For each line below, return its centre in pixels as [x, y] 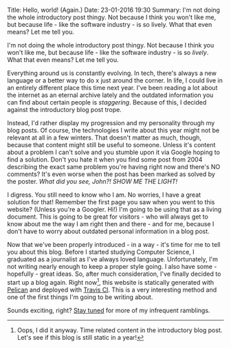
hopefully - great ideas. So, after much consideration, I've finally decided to [114, 274]
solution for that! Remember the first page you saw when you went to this [111, 202]
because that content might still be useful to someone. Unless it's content [111, 145]
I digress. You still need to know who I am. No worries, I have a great [104, 195]
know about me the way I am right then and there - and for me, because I [111, 224]
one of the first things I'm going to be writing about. [80, 297]
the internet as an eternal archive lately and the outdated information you [110, 95]
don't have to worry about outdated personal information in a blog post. [108, 231]
